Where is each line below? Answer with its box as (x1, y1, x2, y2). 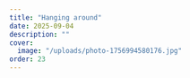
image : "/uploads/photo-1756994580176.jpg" (17, 47, 182, 56)
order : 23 (9, 55, 47, 64)
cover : (9, 38, 34, 48)
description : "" (9, 30, 70, 39)
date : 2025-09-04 (9, 22, 74, 30)
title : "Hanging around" (9, 13, 102, 22)
